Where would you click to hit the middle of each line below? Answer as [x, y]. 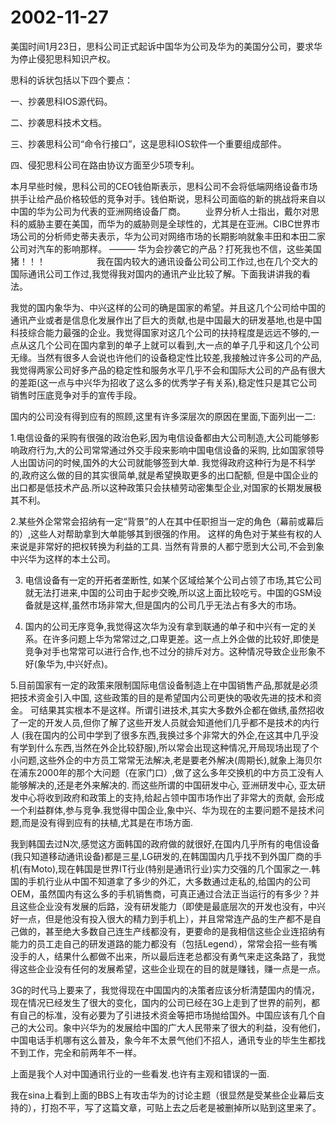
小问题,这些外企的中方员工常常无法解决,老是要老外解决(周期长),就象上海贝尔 [166, 760]
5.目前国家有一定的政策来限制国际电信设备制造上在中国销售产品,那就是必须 [164, 685]
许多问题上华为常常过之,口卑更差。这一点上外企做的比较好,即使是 [185, 638]
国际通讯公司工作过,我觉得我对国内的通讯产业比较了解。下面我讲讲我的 [156, 273]
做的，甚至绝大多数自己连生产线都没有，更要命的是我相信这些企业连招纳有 [172, 931]
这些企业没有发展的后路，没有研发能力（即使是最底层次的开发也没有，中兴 [172, 906]
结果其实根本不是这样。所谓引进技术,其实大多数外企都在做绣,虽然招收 [181, 710]
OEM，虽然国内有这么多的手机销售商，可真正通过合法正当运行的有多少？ [160, 893]
